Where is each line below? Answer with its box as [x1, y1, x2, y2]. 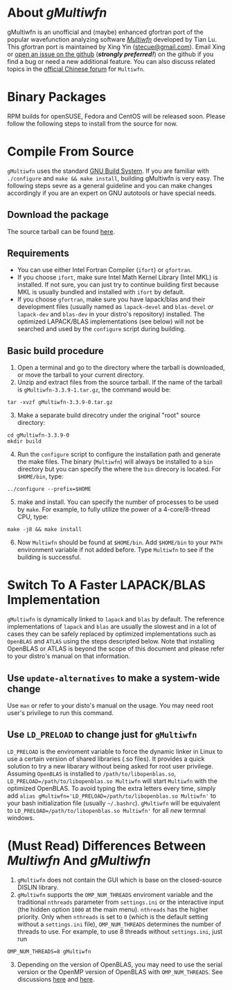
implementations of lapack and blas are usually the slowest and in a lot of [7, 623, 217, 631]
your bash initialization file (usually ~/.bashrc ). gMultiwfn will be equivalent [7, 798, 220, 807]
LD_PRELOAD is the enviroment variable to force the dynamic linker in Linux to [7, 747, 223, 755]
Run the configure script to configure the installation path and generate [17, 450, 221, 459]
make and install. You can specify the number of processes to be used [17, 498, 219, 506]
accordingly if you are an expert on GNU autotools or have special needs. [7, 189, 217, 197]
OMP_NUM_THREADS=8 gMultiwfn [7, 948, 91, 955]
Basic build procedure [7, 345, 104, 357]
